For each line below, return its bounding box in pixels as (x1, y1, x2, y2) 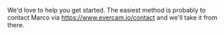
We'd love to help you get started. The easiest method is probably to (7, 6, 206, 14)
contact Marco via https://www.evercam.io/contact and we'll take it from (7, 13, 218, 22)
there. (7, 21, 25, 29)
